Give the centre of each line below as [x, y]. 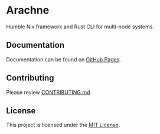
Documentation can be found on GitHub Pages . [63, 59]
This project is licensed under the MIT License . [63, 125]
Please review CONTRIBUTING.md [48, 92]
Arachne [28, 10]
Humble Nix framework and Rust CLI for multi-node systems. [80, 27]
